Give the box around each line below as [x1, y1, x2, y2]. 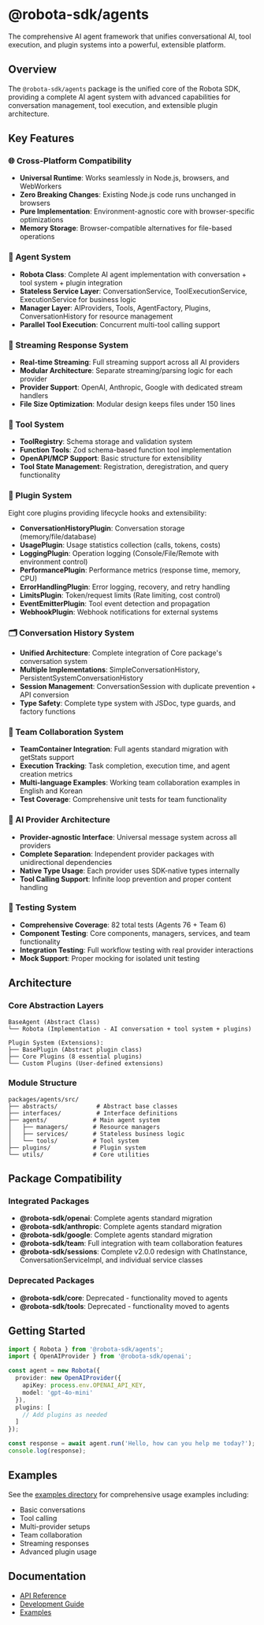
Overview [8, 63, 58, 76]
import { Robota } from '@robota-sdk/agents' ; [8, 1345, 164, 1353]
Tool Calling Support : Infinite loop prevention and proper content [19, 874, 232, 884]
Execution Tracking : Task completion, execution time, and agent [19, 761, 230, 770]
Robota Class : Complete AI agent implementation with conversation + [19, 270, 247, 279]
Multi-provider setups [19, 1522, 91, 1531]
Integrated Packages [8, 1196, 90, 1207]
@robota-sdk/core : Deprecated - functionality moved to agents [19, 1293, 229, 1303]
